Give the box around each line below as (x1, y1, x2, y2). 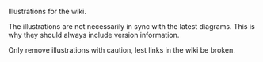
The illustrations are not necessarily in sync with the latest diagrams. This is (8, 22, 255, 31)
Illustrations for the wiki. (8, 7, 87, 16)
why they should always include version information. (8, 31, 180, 39)
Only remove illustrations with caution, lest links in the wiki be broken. (8, 46, 236, 54)
